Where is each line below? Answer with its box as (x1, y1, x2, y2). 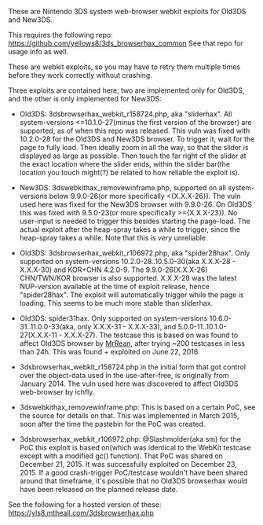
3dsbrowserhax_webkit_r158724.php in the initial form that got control (19, 362, 246, 372)
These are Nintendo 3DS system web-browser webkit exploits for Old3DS (8, 7, 247, 16)
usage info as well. (8, 47, 69, 56)
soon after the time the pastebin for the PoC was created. (19, 420, 206, 428)
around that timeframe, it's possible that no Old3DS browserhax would (19, 476, 248, 486)
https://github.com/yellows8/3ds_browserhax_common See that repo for (8, 39, 243, 48)
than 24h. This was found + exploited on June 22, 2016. (19, 347, 200, 356)
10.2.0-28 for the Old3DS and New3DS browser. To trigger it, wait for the (19, 134, 255, 144)
